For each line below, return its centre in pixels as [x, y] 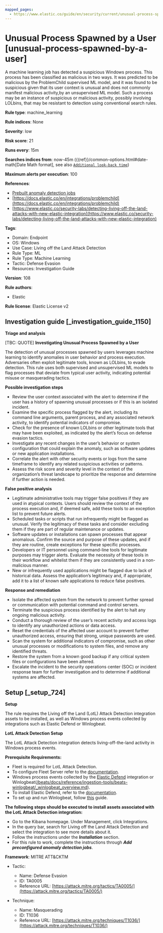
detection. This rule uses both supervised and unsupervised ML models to [79, 368]
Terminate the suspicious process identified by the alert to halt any [79, 610]
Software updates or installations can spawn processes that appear [80, 535]
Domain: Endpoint [30, 238]
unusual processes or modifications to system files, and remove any [80, 646]
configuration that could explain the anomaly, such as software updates [83, 449]
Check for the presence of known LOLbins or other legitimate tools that [83, 428]
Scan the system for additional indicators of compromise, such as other [83, 641]
